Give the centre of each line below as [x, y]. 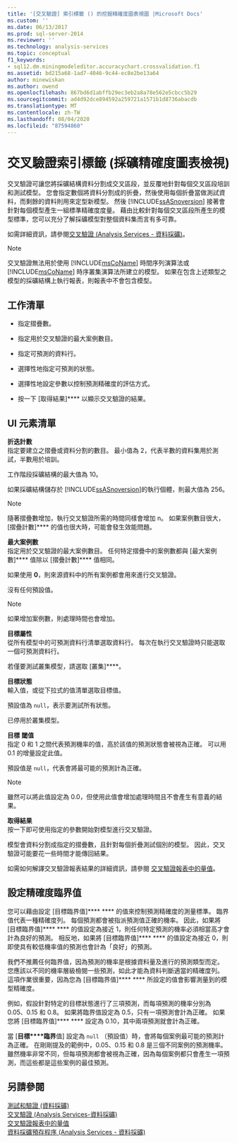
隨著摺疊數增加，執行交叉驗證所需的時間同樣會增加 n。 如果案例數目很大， [116, 518]
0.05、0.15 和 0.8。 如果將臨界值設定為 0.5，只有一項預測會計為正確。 [109, 1012]
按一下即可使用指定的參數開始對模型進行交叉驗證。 [81, 829]
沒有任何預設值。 [32, 590]
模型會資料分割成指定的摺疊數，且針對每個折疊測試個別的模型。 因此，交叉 [116, 845]
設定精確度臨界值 [44, 893]
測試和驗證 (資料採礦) [38, 1105]
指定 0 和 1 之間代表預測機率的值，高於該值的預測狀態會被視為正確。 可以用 [117, 745]
